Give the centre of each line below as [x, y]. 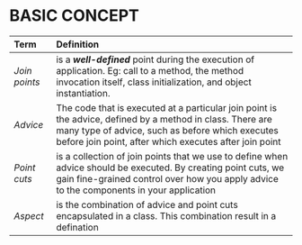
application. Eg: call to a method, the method [150, 70]
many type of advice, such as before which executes [167, 130]
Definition [78, 44]
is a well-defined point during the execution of [155, 59]
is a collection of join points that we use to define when [172, 156]
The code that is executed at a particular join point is [166, 107]
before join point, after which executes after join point [169, 141]
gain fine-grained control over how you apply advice [167, 178]
